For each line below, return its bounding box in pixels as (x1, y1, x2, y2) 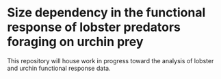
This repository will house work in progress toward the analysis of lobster (7, 56, 214, 65)
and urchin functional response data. (7, 64, 111, 72)
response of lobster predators (7, 19, 181, 35)
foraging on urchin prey (7, 34, 144, 49)
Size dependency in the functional (7, 5, 206, 21)
